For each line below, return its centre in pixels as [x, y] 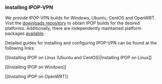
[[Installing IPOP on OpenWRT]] [37, 77]
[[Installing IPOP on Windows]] [36, 67]
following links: [20, 48]
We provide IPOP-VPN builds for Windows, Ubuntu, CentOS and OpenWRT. [80, 18]
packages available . [25, 34]
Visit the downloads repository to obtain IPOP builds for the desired [72, 23]
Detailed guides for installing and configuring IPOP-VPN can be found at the [81, 43]
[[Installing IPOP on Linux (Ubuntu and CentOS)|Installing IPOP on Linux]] [78, 58]
